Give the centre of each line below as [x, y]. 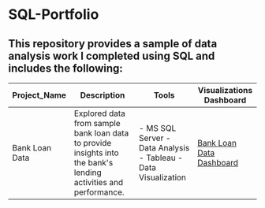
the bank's [93, 163]
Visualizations [225, 90]
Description [103, 95]
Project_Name [39, 95]
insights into [97, 153]
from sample [97, 123]
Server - [155, 138]
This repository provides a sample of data [113, 44]
